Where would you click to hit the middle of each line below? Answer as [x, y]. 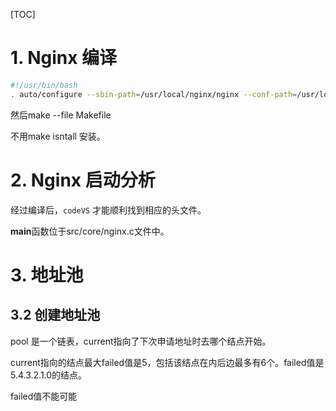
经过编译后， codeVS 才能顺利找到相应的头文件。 [108, 210]
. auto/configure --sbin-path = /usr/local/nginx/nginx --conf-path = [154, 94]
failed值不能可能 [44, 396]
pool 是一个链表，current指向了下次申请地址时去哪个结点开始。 [141, 341]
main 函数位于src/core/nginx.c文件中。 [90, 231]
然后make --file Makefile [61, 115]
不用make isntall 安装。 [58, 136]
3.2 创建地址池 [55, 315]
